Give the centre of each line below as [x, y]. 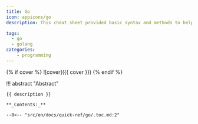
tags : [13, 33]
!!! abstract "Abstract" [32, 83]
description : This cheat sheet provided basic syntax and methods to [93, 22]
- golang [22, 44]
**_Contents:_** [26, 105]
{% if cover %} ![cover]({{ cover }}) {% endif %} [65, 72]
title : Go [18, 12]
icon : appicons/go [29, 17]
